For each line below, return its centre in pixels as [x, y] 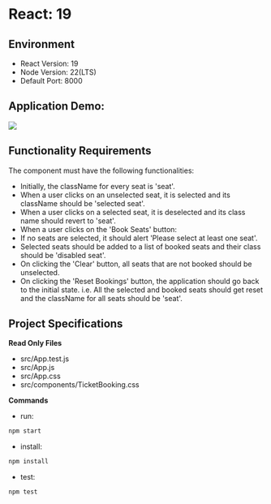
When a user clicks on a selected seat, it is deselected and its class [133, 212]
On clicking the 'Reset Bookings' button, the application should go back [140, 281]
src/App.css [40, 376]
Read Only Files [35, 343]
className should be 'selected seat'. [83, 203]
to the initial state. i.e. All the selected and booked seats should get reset [142, 290]
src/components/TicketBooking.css [80, 385]
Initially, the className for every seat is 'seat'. [98, 186]
